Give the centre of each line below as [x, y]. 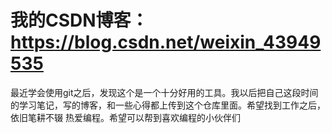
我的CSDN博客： [79, 20]
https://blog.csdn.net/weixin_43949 [166, 42]
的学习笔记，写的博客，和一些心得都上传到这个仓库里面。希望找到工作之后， [168, 105]
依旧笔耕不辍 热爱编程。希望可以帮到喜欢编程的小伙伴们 [125, 117]
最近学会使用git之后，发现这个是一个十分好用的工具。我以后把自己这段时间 [164, 92]
